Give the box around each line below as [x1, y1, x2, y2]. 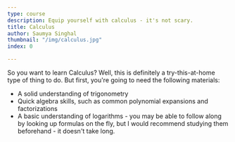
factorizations [17, 105, 58, 112]
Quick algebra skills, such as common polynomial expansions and [17, 97, 209, 105]
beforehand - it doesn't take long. [17, 127, 115, 135]
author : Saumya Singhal [7, 30, 77, 37]
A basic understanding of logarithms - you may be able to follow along [17, 112, 222, 120]
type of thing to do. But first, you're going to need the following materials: [7, 76, 220, 84]
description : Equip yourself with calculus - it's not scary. [7, 17, 193, 24]
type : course [7, 10, 46, 18]
